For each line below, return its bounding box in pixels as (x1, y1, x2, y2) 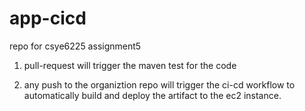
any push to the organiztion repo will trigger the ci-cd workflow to (23, 78, 296, 91)
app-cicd (9, 7, 87, 30)
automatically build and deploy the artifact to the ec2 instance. (23, 89, 282, 101)
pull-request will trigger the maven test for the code (23, 59, 237, 71)
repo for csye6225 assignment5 (9, 40, 142, 52)
